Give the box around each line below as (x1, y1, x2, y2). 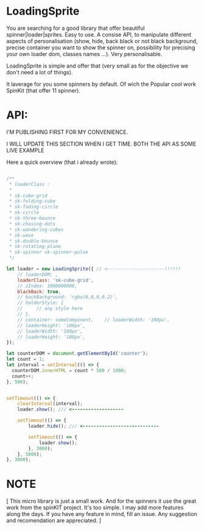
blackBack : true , (17, 288, 62, 295)
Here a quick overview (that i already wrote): (6, 158, 118, 166)
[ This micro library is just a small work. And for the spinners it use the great (6, 498, 197, 505)
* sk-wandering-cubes (9, 227, 64, 233)
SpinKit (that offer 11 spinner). (6, 87, 81, 94)
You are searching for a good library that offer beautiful (6, 24, 145, 32)
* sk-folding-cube (9, 198, 56, 205)
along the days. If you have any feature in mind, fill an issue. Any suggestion (6, 511, 197, 518)
